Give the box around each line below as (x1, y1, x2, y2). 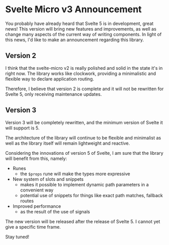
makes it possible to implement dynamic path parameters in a (20, 181, 149, 187)
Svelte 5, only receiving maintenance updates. (5, 91, 102, 97)
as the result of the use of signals (20, 208, 90, 214)
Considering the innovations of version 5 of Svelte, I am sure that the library (5, 150, 163, 156)
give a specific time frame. (5, 224, 61, 230)
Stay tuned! (5, 233, 29, 240)
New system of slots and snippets (12, 176, 84, 182)
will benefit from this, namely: (5, 155, 67, 161)
